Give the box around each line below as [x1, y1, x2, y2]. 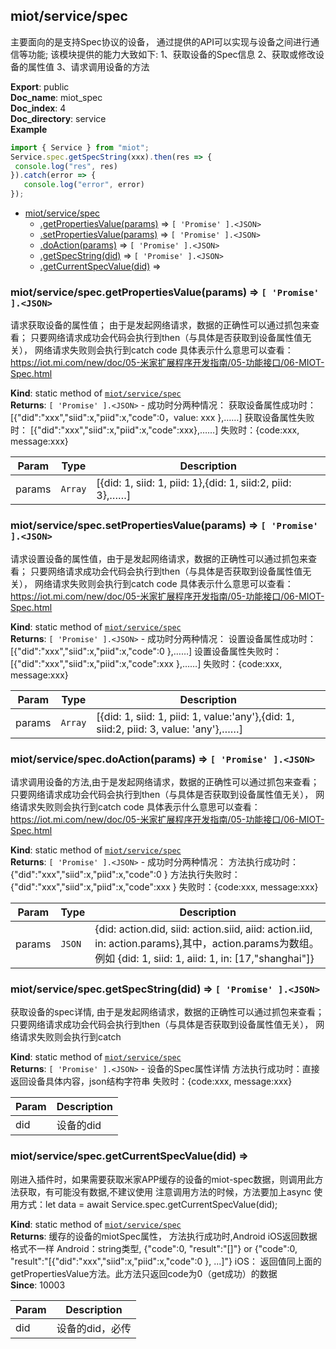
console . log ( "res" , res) [14, 161, 118, 171]
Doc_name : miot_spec [10, 91, 103, 103]
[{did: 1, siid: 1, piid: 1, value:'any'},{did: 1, [96, 709, 295, 723]
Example [10, 123, 48, 135]
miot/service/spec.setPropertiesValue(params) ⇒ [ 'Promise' [10, 519, 319, 533]
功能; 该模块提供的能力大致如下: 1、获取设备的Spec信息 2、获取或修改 [27, 48, 317, 60]
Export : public [10, 80, 70, 93]
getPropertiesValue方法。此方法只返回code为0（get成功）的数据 [10, 1267, 278, 1279]
